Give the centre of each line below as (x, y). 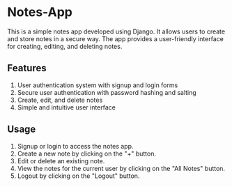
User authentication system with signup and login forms (98, 85)
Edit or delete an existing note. (61, 160)
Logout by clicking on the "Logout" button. (78, 176)
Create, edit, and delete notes (60, 100)
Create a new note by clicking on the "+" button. (87, 154)
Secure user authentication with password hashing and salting (107, 92)
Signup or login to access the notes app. (75, 146)
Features (27, 68)
